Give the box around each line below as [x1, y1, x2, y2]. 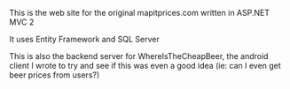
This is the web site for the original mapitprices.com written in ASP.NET [9, 8, 270, 18]
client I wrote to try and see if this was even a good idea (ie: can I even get [9, 61, 281, 70]
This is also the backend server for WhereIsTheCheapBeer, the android [9, 51, 269, 61]
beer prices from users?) [9, 70, 100, 80]
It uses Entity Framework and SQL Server [9, 34, 160, 44]
